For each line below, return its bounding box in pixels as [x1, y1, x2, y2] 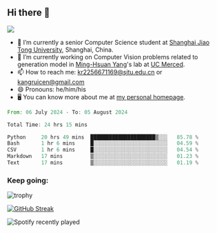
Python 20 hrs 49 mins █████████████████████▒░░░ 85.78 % [7, 134, 198, 141]
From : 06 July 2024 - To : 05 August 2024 [7, 108, 128, 116]
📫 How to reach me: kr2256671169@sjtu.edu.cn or [17, 68, 163, 76]
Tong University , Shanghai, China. [17, 45, 114, 54]
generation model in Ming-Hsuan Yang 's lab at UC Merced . [17, 60, 185, 68]
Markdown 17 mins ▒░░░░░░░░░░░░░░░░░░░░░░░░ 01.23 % [7, 153, 198, 160]
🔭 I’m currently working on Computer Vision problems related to [17, 52, 198, 61]
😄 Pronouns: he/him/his [17, 85, 86, 93]
